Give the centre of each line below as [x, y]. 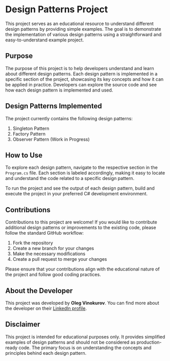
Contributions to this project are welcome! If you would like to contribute [81, 222]
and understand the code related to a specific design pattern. [70, 178]
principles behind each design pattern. [46, 353]
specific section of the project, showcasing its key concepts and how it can [84, 79]
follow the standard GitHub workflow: [45, 233]
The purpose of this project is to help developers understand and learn [80, 68]
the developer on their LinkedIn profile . [46, 308]
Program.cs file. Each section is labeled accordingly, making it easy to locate [85, 173]
